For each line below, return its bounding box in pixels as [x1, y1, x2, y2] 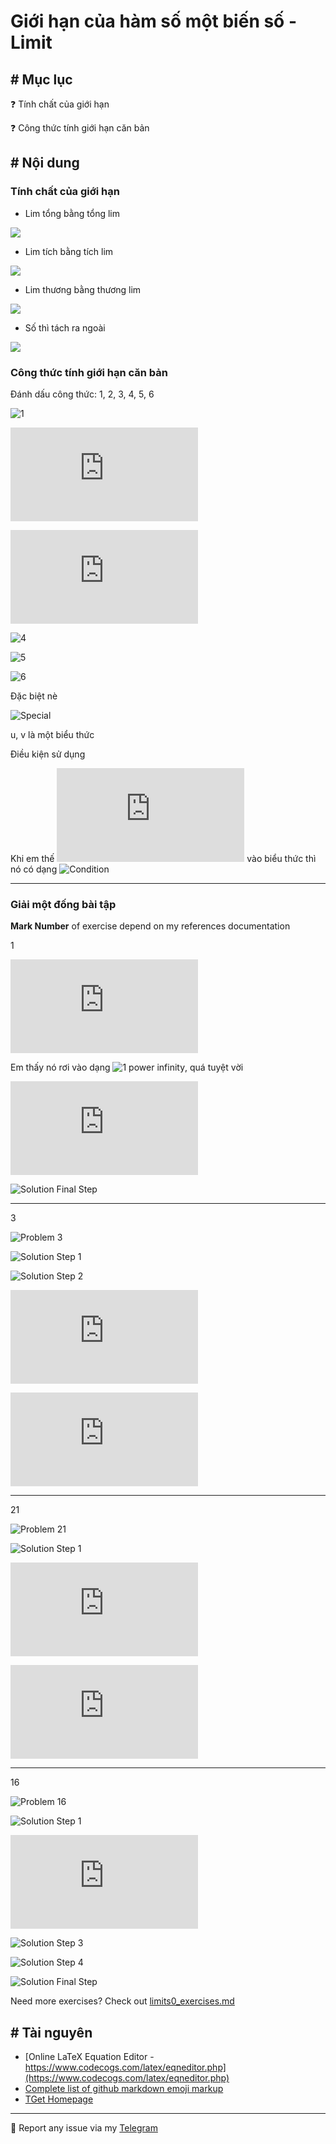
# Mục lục [10, 71, 73, 88]
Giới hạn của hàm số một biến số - [10, 10, 298, 33]
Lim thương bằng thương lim [24, 283, 142, 295]
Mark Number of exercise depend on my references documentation [10, 920, 291, 932]
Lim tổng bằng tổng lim [24, 207, 120, 219]
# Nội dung [10, 155, 80, 172]
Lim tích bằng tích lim [24, 245, 114, 257]
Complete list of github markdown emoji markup [24, 2083, 224, 2095]
